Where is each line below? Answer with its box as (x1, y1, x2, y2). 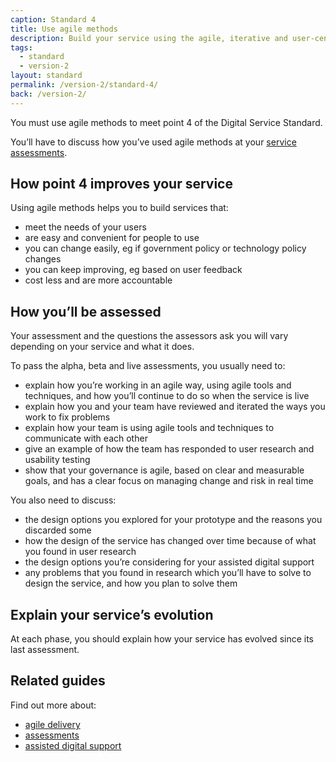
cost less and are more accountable (24, 274, 173, 286)
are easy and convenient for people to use (24, 232, 200, 244)
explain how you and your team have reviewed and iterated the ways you (24, 401, 326, 413)
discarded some (24, 524, 92, 536)
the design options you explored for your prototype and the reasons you (24, 514, 323, 526)
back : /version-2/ (10, 89, 87, 99)
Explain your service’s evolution (10, 606, 214, 623)
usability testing (24, 454, 91, 466)
